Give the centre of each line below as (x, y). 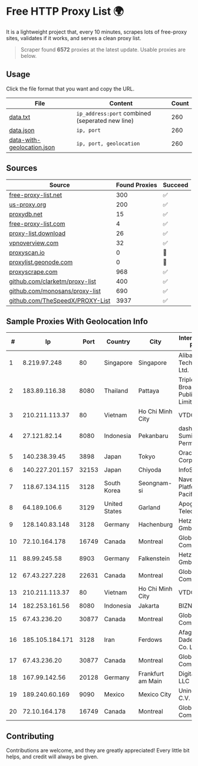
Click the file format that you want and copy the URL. (70, 89)
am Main (150, 681)
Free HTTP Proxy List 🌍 (65, 12)
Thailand (116, 391)
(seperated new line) (105, 121)
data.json (22, 130)
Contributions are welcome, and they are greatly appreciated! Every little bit (98, 751)
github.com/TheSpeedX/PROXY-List (60, 300)
